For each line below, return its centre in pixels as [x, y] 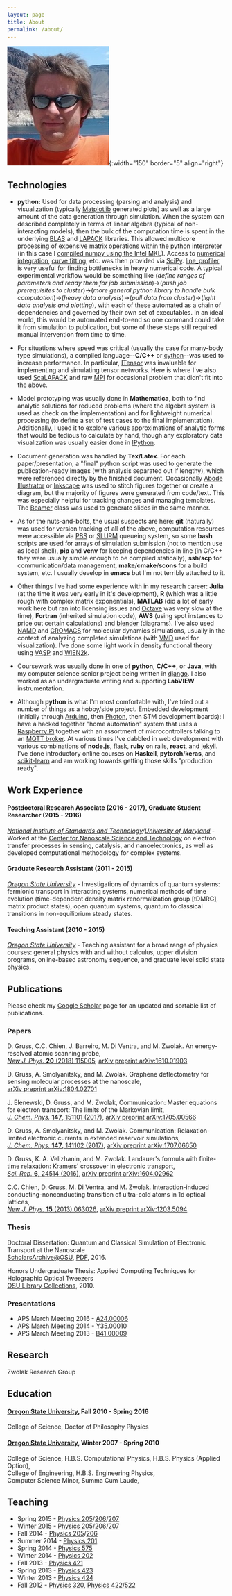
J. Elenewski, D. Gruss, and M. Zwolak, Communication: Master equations [112, 1103]
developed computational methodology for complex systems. [95, 853]
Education [30, 1394]
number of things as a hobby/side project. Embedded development [113, 709]
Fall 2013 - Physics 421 [50, 1563]
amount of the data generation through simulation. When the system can [121, 217]
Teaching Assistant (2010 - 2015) [56, 929]
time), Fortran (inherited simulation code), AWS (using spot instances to [120, 616]
